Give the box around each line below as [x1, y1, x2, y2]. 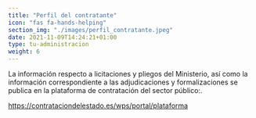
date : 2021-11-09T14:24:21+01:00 [8, 33, 117, 41]
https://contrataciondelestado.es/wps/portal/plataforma [8, 101, 189, 110]
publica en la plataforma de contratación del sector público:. [8, 86, 203, 95]
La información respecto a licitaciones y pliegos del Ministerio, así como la [8, 70, 248, 78]
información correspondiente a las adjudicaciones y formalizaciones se [8, 77, 239, 87]
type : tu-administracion [8, 41, 89, 48]
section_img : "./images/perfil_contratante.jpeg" [8, 26, 174, 34]
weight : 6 [8, 48, 41, 55]
